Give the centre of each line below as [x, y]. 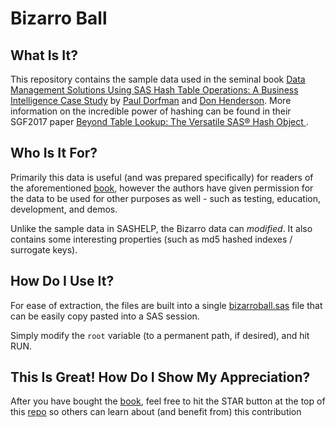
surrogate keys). [44, 249]
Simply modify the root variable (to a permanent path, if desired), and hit [160, 335]
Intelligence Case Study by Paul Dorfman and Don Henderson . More [151, 100]
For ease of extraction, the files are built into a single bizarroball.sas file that [166, 305]
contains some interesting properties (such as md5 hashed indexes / [151, 239]
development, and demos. [64, 209]
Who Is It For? [54, 153]
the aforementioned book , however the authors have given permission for [162, 188]
